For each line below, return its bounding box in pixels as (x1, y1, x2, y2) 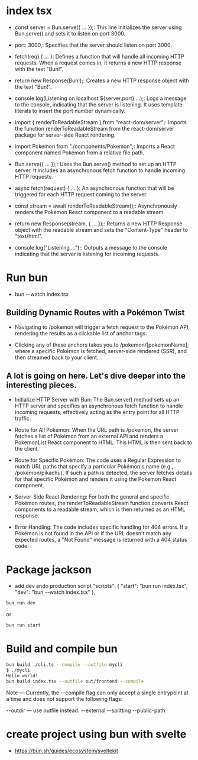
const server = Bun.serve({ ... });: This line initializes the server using (14, 24, 182, 31)
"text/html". (14, 232, 43, 240)
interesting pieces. (6, 380, 77, 390)
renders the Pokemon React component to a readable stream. (14, 208, 165, 215)
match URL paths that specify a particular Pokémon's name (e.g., (14, 463, 174, 470)
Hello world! (6, 672, 38, 678)
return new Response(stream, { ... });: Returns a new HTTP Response (14, 220, 183, 227)
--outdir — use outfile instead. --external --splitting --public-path (6, 707, 165, 714)
